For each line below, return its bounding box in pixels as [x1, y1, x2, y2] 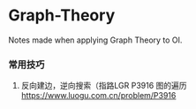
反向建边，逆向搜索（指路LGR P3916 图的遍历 [20, 81, 187, 91]
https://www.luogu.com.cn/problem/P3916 [20, 90, 177, 101]
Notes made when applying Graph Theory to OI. [8, 35, 183, 45]
